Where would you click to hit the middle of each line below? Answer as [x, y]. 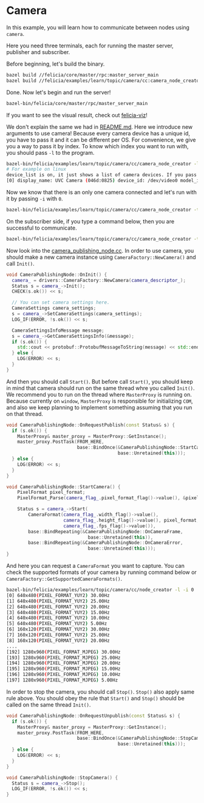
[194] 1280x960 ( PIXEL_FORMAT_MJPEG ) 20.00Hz [63, 663]
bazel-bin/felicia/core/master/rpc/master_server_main [77, 103]
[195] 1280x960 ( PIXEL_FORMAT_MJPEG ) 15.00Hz [63, 669]
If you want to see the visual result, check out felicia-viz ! [77, 115]
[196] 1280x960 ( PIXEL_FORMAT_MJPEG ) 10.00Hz [63, 675]
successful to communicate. [42, 228]
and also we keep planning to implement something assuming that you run [99, 407]
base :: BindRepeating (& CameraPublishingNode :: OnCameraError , [106, 543]
